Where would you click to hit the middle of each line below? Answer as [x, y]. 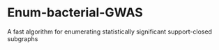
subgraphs [23, 38]
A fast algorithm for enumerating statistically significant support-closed [110, 32]
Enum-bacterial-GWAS [75, 13]
